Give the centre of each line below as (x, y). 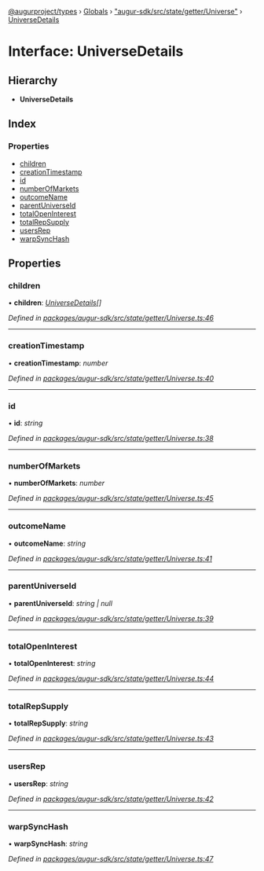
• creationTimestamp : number (58, 363)
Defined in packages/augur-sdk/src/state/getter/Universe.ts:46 (111, 318)
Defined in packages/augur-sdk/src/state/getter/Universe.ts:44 (111, 678)
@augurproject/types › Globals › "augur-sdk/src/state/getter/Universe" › (125, 11)
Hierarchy (33, 81)
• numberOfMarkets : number (57, 483)
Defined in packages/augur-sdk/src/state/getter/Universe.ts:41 (110, 558)
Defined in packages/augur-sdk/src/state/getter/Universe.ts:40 (111, 378)
